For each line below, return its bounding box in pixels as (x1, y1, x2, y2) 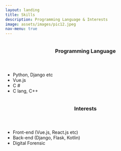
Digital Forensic (12, 140, 46, 146)
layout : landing (5, 7, 40, 13)
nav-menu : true (5, 26, 38, 32)
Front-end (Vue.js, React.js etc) (12, 129, 78, 135)
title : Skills (5, 12, 36, 17)
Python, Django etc (12, 72, 53, 78)
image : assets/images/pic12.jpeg (5, 21, 76, 27)
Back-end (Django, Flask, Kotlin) (12, 134, 80, 140)
